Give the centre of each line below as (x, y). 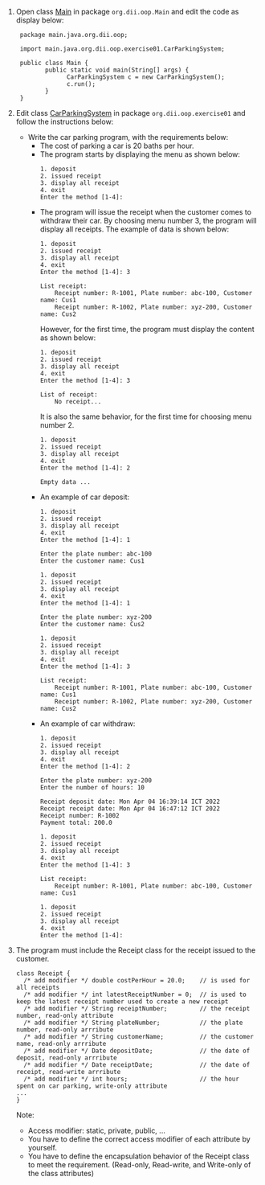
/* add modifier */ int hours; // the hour (131, 1079)
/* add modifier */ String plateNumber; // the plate (133, 1023)
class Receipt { (43, 974)
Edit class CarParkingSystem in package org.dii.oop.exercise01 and (131, 113)
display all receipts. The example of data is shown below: (135, 229)
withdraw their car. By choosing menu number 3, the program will (148, 221)
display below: (40, 20)
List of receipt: (69, 395)
